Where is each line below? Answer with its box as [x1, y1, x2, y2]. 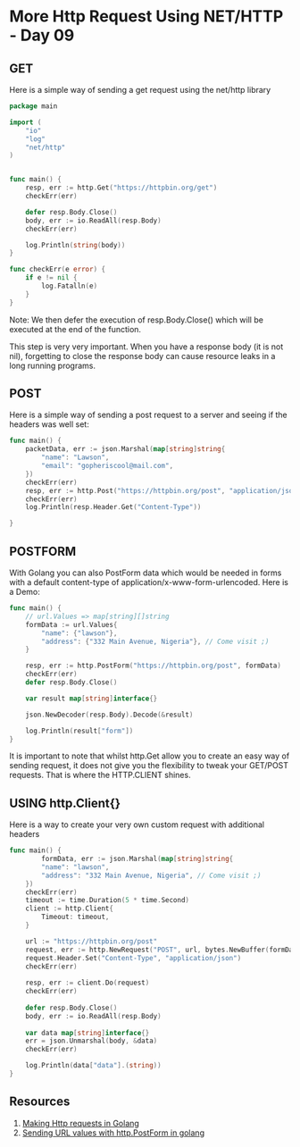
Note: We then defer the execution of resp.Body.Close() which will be [9, 314, 263, 325]
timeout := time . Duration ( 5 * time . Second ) [25, 896, 190, 905]
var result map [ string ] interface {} [25, 694, 158, 703]
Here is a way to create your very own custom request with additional [9, 819, 265, 830]
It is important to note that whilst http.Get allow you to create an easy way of [9, 750, 290, 761]
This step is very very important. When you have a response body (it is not [9, 341, 284, 352]
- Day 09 [9, 25, 75, 46]
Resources [9, 1094, 71, 1109]
